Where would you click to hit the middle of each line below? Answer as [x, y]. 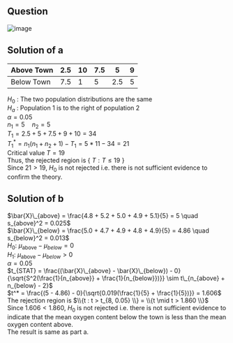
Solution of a [36, 51]
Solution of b [36, 199]
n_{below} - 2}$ [30, 286]
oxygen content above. [40, 325]
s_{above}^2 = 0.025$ [39, 223]
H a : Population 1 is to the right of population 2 [74, 109]
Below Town [31, 82]
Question [28, 12]
